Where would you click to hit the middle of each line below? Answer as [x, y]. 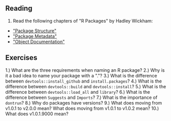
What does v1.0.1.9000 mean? [37, 114]
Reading [19, 8]
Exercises [21, 58]
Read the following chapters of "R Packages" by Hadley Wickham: [83, 21]
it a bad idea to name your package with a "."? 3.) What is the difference [81, 75]
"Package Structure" [34, 31]
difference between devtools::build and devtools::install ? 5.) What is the [86, 86]
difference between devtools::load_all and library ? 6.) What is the [78, 92]
